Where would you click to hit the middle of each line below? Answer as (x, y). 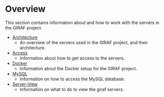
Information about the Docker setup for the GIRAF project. (78, 68)
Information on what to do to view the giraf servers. (72, 89)
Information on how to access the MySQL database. (72, 79)
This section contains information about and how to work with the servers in (82, 23)
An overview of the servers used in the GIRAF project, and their (84, 42)
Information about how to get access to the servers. (72, 58)
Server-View (25, 84)
